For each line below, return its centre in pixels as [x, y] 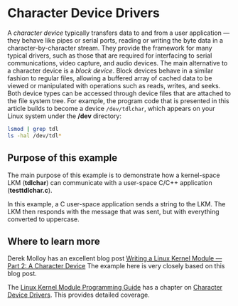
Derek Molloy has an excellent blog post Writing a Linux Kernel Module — [115, 258]
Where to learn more [54, 241]
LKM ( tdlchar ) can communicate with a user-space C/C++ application [110, 182]
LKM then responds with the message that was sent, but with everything [113, 211]
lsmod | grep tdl [33, 129]
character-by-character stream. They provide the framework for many [110, 48]
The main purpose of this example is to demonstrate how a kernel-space [114, 175]
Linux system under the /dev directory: [65, 116]
